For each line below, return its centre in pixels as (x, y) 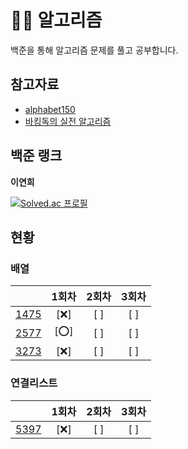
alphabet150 (50, 109)
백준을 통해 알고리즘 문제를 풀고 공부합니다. (94, 50)
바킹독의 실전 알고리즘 (68, 121)
